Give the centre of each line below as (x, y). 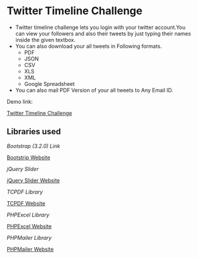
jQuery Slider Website (33, 180)
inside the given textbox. (45, 40)
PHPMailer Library (29, 237)
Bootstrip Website (28, 157)
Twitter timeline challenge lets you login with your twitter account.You (100, 27)
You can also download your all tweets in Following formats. (88, 46)
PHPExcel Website (29, 226)
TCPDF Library (25, 192)
